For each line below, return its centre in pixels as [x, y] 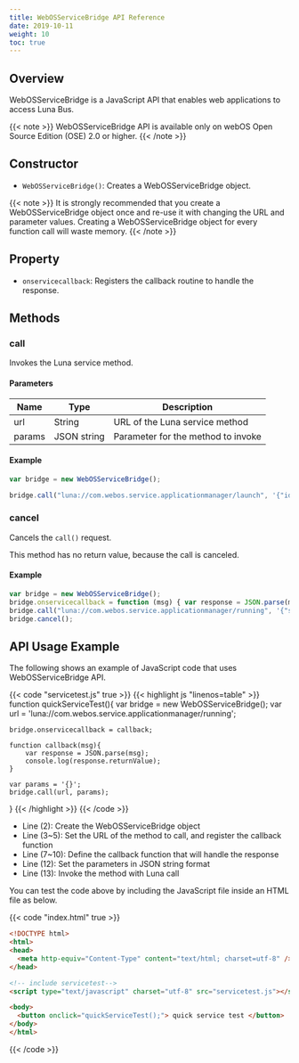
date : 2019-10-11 [41, 26]
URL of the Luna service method [181, 421]
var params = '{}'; [45, 785]
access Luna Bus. [41, 110]
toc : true [28, 42]
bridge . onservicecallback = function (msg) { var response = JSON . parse [147, 602]
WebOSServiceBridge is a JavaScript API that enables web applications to [145, 100]
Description [188, 406]
